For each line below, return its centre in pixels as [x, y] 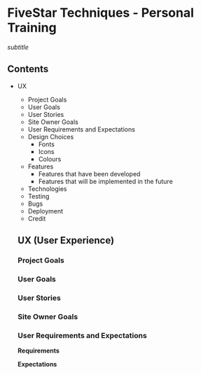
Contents [28, 69]
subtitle [18, 47]
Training [32, 28]
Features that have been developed [89, 174]
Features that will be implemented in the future [105, 181]
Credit [37, 218]
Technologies [47, 189]
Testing [39, 196]
